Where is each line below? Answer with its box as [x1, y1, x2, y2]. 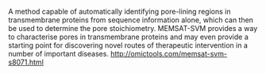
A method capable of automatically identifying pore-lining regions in [8, 7, 231, 16]
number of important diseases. [8, 49, 110, 58]
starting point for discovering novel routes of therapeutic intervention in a [8, 41, 249, 50]
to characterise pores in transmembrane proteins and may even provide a [8, 32, 249, 41]
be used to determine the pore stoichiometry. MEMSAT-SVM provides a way [8, 24, 258, 33]
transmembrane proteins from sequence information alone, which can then [8, 15, 254, 25]
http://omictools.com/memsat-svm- [110, 49, 228, 58]
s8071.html [8, 57, 44, 67]
